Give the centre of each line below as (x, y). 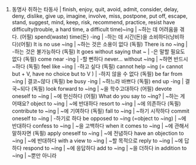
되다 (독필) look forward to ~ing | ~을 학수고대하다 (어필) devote (96, 89)
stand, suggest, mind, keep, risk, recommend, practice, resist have (93, 22)
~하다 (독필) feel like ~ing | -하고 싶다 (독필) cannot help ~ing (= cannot (97, 66)
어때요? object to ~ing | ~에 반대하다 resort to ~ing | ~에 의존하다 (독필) (96, 104)
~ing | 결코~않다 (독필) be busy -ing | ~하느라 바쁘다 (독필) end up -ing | (98, 81)
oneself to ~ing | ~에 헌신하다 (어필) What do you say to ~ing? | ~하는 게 (98, 96)
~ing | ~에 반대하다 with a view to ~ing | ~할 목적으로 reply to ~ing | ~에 (97, 141)
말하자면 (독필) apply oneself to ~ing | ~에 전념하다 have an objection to (98, 133)
